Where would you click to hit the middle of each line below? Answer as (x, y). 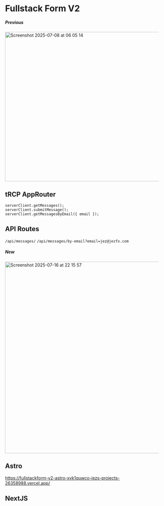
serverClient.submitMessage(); (37, 210)
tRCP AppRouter (31, 194)
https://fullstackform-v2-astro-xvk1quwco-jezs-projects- (62, 478)
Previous (14, 22)
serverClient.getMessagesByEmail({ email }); (52, 214)
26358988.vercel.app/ (28, 483)
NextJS (17, 498)
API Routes (22, 229)
